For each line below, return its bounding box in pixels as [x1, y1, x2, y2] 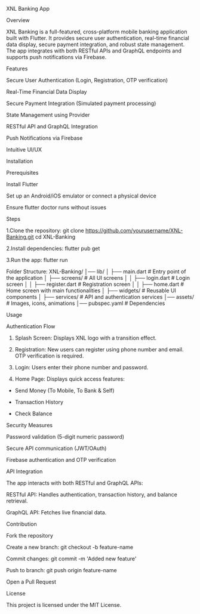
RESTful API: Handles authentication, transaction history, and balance [6, 491, 177, 498]
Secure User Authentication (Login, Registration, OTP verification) [6, 77, 168, 84]
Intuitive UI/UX [6, 146, 42, 153]
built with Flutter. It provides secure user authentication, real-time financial [6, 35, 190, 41]
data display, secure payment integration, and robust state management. [6, 41, 185, 48]
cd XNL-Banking [35, 233, 76, 240]
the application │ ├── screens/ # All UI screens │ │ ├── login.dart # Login [6, 274, 190, 281]
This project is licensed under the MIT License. [6, 601, 122, 608]
